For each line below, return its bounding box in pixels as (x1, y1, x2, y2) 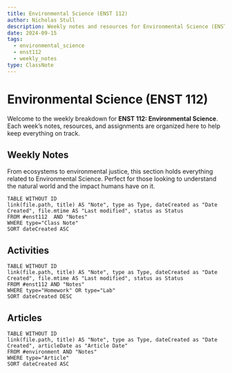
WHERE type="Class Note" (7, 219, 79, 227)
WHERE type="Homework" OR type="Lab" (7, 287, 116, 294)
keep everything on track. (7, 129, 81, 137)
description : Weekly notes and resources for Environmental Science (7, 23, 209, 30)
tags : (7, 36, 23, 43)
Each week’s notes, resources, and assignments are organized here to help (7, 122, 221, 130)
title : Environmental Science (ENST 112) (7, 10, 128, 17)
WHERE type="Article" (7, 354, 70, 361)
